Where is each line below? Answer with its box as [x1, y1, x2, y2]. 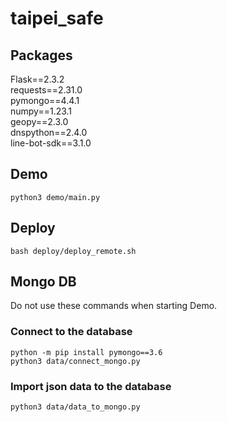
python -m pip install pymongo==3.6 [10, 347, 163, 357]
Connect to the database [10, 325, 133, 339]
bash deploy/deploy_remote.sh [10, 246, 137, 256]
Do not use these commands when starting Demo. [10, 300, 218, 312]
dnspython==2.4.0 [10, 127, 88, 138]
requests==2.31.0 [10, 84, 83, 96]
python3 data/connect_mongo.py [10, 356, 141, 366]
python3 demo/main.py [10, 192, 101, 202]
